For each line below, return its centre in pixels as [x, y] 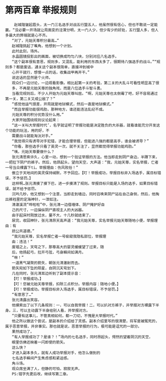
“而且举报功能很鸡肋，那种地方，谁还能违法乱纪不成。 [59, 109]
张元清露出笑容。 [27, 300]
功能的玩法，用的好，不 [29, 130]
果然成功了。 [23, 332]
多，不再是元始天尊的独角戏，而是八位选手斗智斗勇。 [58, 88]
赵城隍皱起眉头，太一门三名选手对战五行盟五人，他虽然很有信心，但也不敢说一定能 [86, 25]
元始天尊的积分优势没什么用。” [38, 115]
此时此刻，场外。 [27, 51]
